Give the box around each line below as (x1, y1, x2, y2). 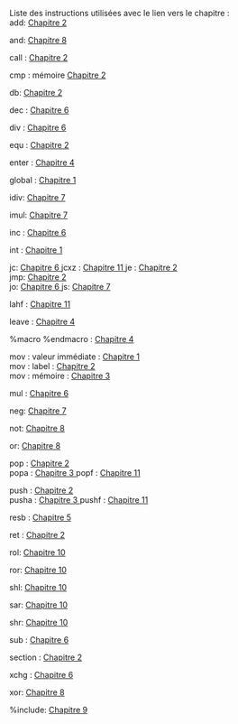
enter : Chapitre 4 (9, 157, 75, 168)
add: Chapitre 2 (9, 17, 68, 28)
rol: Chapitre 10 (9, 547, 66, 558)
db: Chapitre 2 (9, 88, 63, 97)
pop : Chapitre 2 (9, 458, 70, 469)
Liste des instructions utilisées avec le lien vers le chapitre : (9, 8, 230, 18)
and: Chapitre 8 (9, 35, 68, 45)
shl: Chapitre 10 (9, 582, 68, 592)
